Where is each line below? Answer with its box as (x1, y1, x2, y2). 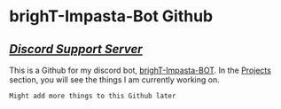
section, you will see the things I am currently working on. (9, 74, 220, 85)
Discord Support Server (9, 42, 144, 57)
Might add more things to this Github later (9, 91, 176, 100)
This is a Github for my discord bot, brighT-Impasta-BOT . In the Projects (9, 65, 272, 75)
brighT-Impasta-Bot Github (9, 6, 214, 27)
